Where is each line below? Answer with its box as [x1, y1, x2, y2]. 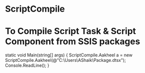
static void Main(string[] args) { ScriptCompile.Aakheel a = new [5, 52, 133, 58]
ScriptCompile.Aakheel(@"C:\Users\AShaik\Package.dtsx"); [5, 57, 126, 63]
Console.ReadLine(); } [5, 62, 49, 69]
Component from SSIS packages [5, 36, 141, 47]
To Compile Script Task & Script [5, 26, 136, 37]
